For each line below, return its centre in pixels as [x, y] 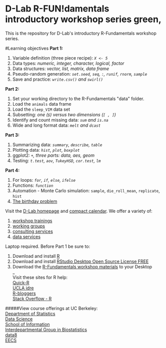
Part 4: [12, 170]
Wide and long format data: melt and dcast [56, 125]
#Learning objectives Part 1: [34, 48]
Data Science [19, 319]
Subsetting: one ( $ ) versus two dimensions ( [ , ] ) [64, 114]
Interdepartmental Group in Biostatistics [46, 329]
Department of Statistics [30, 313]
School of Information [27, 324]
